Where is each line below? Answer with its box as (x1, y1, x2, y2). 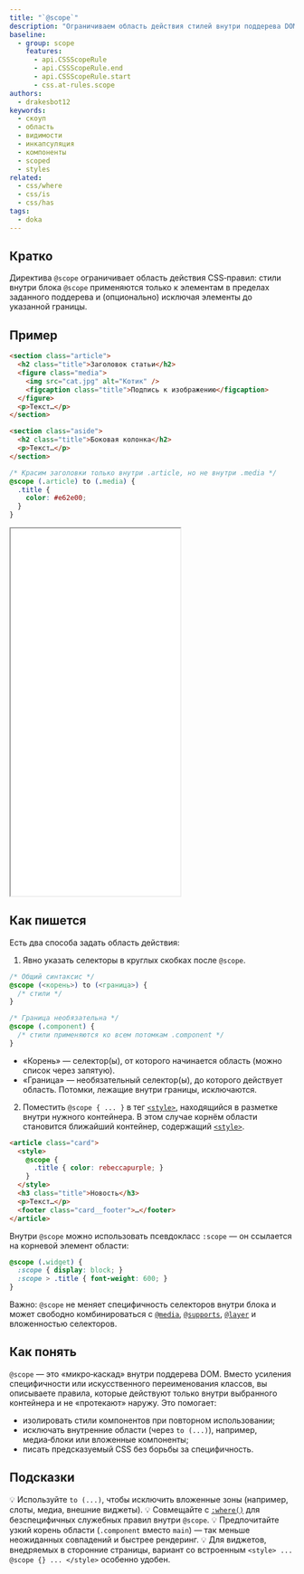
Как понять (9, 1344, 77, 1360)
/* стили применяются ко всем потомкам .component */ (17, 1030, 224, 1040)
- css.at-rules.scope (33, 81, 116, 90)
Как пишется (9, 913, 87, 928)
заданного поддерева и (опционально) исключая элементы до (9, 291, 253, 303)
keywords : (9, 106, 47, 115)
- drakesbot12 (17, 97, 71, 107)
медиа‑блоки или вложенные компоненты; (22, 1434, 189, 1445)
